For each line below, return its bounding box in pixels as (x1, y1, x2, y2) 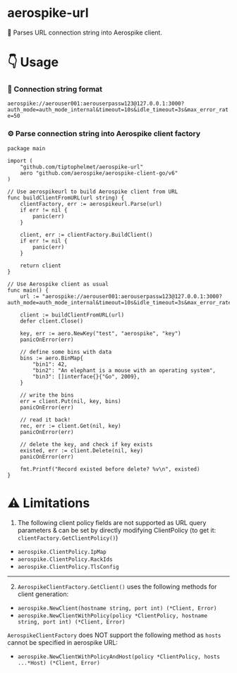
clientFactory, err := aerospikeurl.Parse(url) (20, 200, 162, 207)
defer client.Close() (20, 317, 83, 325)
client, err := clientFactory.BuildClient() (20, 231, 153, 238)
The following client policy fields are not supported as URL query (17, 518, 207, 526)
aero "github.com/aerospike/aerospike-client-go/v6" (20, 169, 178, 177)
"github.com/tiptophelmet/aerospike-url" (20, 163, 143, 171)
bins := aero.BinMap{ (20, 354, 83, 362)
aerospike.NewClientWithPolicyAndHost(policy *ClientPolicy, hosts (17, 653, 220, 660)
